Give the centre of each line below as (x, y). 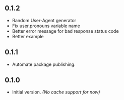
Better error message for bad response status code (65, 31)
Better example (28, 36)
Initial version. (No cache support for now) (56, 92)
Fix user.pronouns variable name (46, 26)
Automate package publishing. (44, 64)
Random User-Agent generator (44, 20)
